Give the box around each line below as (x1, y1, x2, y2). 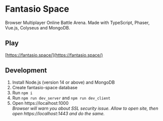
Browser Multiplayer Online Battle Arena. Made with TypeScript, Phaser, (5, 20, 150, 25)
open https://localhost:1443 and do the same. (12, 110, 105, 116)
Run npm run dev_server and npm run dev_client (12, 95, 111, 101)
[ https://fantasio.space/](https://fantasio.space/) (5, 52, 103, 58)
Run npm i (12, 90, 33, 96)
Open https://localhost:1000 (12, 100, 69, 106)
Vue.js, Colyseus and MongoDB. (5, 24, 70, 30)
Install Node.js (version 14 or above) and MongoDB (12, 79, 115, 85)
